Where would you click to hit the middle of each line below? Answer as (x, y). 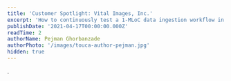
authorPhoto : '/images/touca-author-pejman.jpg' (78, 45)
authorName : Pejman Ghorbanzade (54, 39)
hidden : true (26, 52)
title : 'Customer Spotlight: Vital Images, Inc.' (80, 13)
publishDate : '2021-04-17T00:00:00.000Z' (68, 26)
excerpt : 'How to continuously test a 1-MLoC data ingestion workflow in (116, 20)
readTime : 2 (24, 33)
